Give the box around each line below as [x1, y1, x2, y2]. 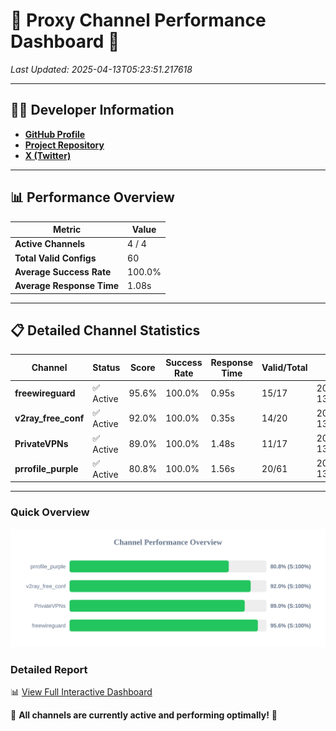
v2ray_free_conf [14, 412, 85, 424]
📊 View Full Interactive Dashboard [10, 685, 153, 698]
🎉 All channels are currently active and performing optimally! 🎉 [10, 709, 278, 721]
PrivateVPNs [14, 437, 69, 449]
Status [92, 362, 121, 374]
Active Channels [14, 238, 86, 250]
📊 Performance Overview [10, 189, 175, 206]
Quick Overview [10, 505, 90, 519]
